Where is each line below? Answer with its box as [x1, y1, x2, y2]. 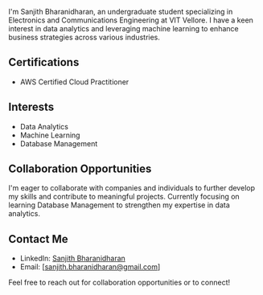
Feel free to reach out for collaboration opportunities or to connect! [8, 277, 231, 288]
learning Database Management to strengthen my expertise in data [8, 200, 231, 210]
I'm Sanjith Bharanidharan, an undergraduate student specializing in [8, 7, 233, 16]
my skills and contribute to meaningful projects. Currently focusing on [8, 192, 240, 202]
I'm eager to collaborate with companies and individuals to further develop [8, 183, 256, 193]
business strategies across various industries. [8, 32, 161, 42]
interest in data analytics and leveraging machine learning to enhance [8, 24, 239, 33]
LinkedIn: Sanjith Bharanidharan [19, 253, 126, 264]
